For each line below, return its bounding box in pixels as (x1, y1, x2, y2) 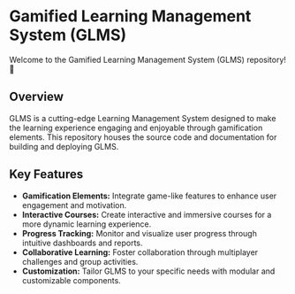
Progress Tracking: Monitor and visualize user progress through (21, 228, 258, 238)
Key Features (9, 166, 84, 182)
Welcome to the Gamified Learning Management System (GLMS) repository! (9, 54, 287, 65)
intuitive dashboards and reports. (21, 237, 143, 248)
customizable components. (21, 275, 121, 285)
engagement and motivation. (21, 199, 127, 210)
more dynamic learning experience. (21, 219, 152, 229)
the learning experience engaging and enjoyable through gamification (9, 122, 263, 133)
